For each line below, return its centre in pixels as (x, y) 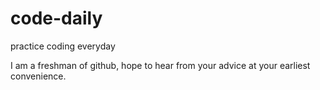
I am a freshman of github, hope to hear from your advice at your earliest (160, 65)
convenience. (38, 76)
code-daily (56, 18)
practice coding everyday (63, 46)
